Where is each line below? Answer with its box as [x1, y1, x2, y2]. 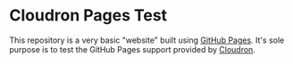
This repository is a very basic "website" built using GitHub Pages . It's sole [9, 35, 285, 45]
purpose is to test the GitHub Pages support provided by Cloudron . [9, 44, 256, 54]
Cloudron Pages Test [9, 5, 168, 26]
